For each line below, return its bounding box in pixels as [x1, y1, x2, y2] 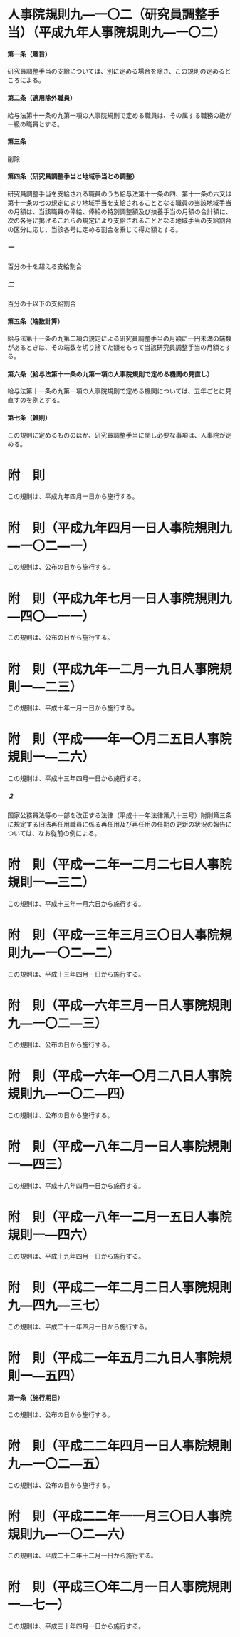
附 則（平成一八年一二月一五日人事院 [7, 1209, 233, 1225]
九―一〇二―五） [7, 1456, 108, 1472]
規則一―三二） [7, 875, 95, 891]
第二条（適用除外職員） [7, 94, 76, 102]
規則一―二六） [7, 749, 95, 765]
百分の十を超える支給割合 [7, 262, 83, 271]
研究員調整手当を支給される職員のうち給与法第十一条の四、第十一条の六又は [7, 190, 232, 198]
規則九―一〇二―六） [7, 1526, 133, 1543]
